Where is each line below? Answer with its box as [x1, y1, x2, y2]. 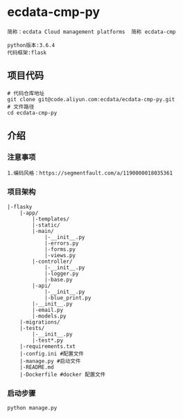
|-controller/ [32, 258, 73, 265]
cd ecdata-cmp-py [7, 109, 58, 116]
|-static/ [32, 221, 60, 229]
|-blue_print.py [44, 294, 91, 302]
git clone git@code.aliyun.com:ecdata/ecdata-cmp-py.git [7, 96, 175, 103]
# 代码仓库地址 [7, 89, 45, 97]
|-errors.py [44, 240, 79, 247]
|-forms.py [44, 245, 76, 253]
